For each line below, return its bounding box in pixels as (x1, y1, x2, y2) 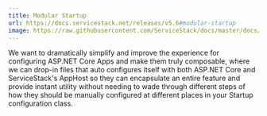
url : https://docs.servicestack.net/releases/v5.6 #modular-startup (8, 19, 237, 27)
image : (8, 26, 30, 34)
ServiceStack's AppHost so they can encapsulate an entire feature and (8, 73, 241, 83)
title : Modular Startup (8, 11, 87, 20)
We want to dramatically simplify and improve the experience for (8, 48, 220, 58)
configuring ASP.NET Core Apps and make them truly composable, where (8, 56, 250, 66)
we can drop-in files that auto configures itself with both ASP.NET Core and (8, 65, 256, 75)
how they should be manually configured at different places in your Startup (8, 91, 253, 100)
